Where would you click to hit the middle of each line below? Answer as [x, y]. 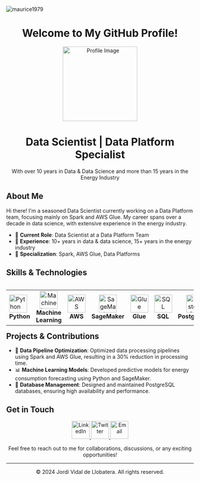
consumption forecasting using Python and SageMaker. [83, 378]
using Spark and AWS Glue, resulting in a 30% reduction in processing [101, 356]
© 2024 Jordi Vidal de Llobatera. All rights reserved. [100, 471]
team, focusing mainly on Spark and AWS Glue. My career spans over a [94, 217]
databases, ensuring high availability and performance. [82, 391]
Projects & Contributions [53, 336]
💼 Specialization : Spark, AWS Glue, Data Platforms [77, 254]
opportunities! [100, 454]
